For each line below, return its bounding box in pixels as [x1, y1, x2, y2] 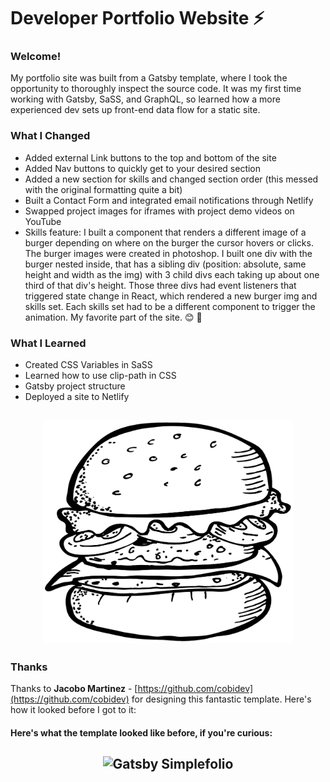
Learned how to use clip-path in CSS [24, 370, 177, 382]
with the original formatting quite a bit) [24, 183, 183, 195]
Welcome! [10, 50, 62, 64]
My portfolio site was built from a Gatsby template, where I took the [10, 72, 288, 84]
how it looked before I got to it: [10, 704, 137, 716]
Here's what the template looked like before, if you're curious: [10, 727, 273, 739]
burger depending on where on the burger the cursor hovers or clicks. [24, 236, 314, 249]
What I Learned [10, 336, 87, 350]
